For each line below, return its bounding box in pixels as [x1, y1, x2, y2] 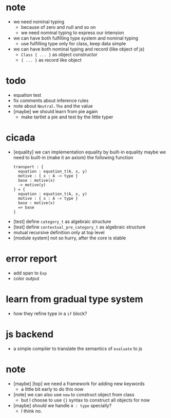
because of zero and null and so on [21, 24, 96, 30]
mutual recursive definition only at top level [13, 229, 105, 235]
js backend [6, 328, 53, 340]
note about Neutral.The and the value [13, 102, 93, 109]
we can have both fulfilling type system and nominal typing [13, 35, 138, 41]
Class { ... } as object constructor [21, 51, 98, 58]
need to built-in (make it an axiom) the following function [13, 154, 134, 161]
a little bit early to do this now [21, 386, 84, 392]
